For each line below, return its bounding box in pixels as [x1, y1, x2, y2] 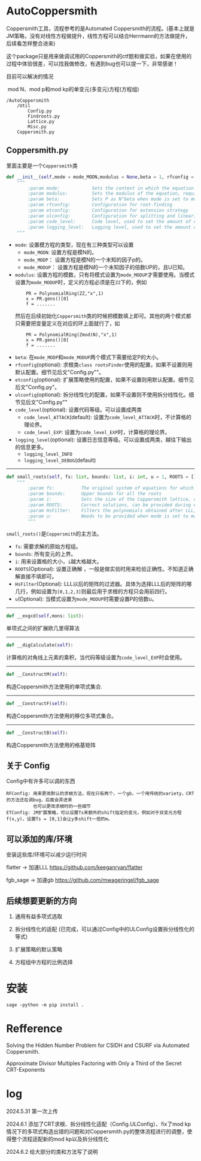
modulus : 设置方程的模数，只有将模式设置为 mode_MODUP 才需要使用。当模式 [14, 271, 195, 278]
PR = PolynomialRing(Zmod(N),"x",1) [26, 332, 117, 338]
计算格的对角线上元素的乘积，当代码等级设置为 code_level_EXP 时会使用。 [6, 654, 185, 661]
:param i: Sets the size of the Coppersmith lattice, [28, 496, 191, 502]
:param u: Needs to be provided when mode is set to [28, 513, 188, 519]
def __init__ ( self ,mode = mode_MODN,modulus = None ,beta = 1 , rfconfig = [6, 174, 194, 180]
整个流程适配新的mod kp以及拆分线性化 [11, 1135, 109, 1142]
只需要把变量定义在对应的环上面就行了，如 [14, 320, 120, 327]
